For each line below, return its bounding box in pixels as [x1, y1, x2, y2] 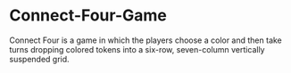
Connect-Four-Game [9, 5, 167, 26]
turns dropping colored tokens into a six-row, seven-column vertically [9, 44, 265, 54]
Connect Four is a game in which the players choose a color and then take [9, 35, 283, 45]
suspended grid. [9, 53, 70, 64]
